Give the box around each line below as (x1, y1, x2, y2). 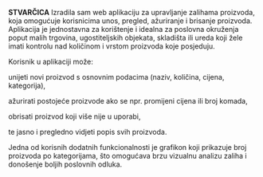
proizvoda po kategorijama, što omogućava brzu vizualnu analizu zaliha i (8, 151, 247, 160)
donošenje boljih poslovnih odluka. (8, 159, 123, 169)
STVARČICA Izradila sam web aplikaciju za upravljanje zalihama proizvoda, (8, 8, 255, 17)
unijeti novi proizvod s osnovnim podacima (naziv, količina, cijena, (8, 73, 225, 81)
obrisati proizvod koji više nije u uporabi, (8, 112, 141, 121)
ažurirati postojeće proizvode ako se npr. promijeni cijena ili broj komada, (8, 96, 249, 105)
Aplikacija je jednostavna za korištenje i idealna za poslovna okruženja (8, 25, 239, 33)
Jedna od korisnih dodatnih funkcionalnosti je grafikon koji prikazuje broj (8, 143, 247, 151)
